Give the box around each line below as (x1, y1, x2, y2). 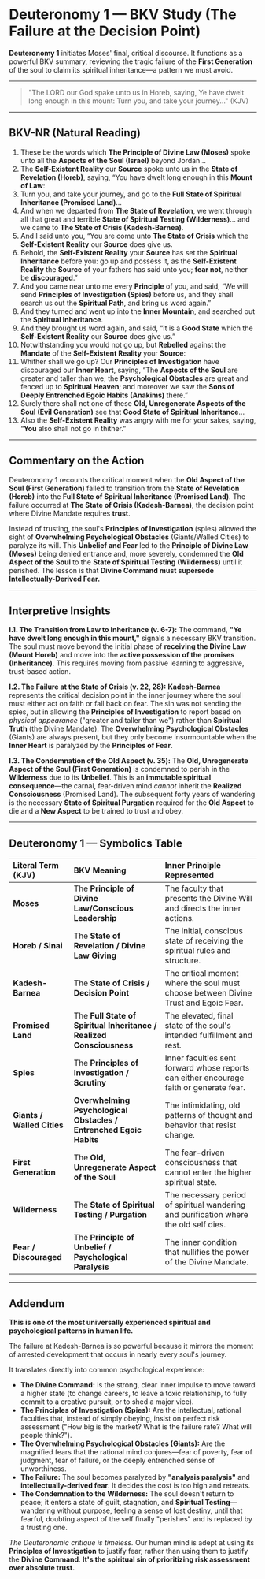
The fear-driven (164, 1147, 225, 1158)
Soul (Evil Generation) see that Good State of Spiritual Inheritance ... (20, 407, 245, 416)
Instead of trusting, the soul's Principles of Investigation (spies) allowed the (9, 523, 256, 533)
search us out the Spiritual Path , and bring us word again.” (20, 298, 212, 307)
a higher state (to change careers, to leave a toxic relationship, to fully (20, 1389, 247, 1398)
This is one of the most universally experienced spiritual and (9, 1318, 211, 1327)
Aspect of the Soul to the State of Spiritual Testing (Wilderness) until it (9, 557, 243, 567)
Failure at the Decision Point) (9, 22, 201, 40)
